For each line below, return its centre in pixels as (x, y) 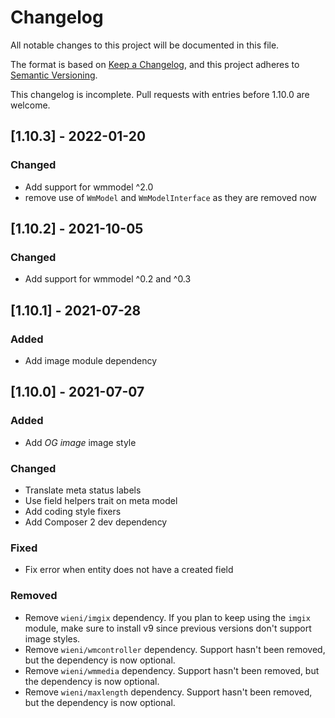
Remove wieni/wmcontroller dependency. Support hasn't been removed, (175, 649)
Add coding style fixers (73, 511)
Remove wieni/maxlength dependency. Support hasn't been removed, (168, 692)
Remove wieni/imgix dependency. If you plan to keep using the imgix (167, 617)
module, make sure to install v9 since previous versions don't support (168, 628)
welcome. (30, 105)
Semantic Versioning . (54, 75)
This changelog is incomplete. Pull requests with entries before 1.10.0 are (160, 94)
